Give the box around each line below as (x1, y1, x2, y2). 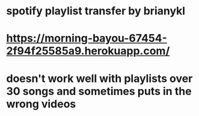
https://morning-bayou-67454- (6, 32, 167, 45)
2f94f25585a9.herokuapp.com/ (6, 44, 170, 58)
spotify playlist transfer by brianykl (6, 4, 185, 18)
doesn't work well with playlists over (6, 72, 193, 85)
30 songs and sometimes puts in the (6, 84, 192, 98)
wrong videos (6, 97, 76, 111)
